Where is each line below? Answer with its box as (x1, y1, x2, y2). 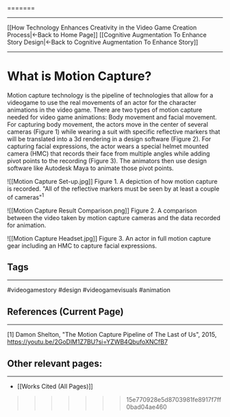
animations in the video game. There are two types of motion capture (7, 106, 203, 114)
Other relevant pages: (7, 357, 103, 369)
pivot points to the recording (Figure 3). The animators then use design (7, 156, 207, 165)
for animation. (7, 221, 47, 229)
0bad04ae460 (126, 403, 168, 412)
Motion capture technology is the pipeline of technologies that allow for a (7, 91, 214, 99)
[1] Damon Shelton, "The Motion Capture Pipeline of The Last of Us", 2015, (7, 331, 217, 339)
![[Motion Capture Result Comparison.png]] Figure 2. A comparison (7, 206, 197, 215)
